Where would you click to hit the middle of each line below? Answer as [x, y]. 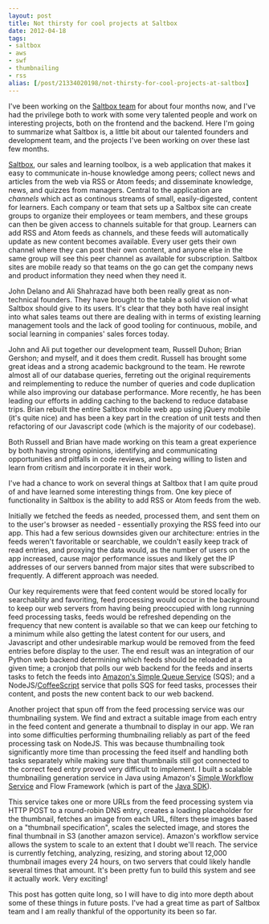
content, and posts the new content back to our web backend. [111, 693]
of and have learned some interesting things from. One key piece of [120, 491]
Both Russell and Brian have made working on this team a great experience [132, 441]
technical [23, 299]
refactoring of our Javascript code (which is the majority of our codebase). [132, 426]
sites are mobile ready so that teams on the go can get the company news [131, 267]
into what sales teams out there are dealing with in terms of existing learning [134, 316]
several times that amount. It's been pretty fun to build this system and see [132, 870]
